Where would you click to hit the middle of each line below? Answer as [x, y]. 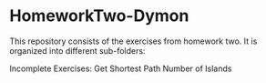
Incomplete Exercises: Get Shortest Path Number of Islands [121, 68]
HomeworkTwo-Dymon [99, 16]
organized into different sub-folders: [77, 50]
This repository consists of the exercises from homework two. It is [133, 41]
